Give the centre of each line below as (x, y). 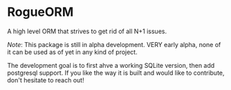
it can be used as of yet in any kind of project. (72, 52)
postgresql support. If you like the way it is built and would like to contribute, (116, 73)
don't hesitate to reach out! (46, 80)
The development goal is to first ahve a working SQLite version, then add (111, 65)
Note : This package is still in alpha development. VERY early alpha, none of (114, 44)
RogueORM (40, 12)
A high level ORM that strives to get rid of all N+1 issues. (87, 31)
